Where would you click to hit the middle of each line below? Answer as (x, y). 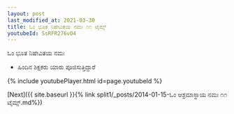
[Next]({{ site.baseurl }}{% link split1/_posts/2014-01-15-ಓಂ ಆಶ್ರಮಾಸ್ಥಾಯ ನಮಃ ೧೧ (117, 94)
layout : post (26, 14)
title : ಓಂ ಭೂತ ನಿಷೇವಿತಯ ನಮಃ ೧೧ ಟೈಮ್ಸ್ (57, 27)
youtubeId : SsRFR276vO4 (42, 33)
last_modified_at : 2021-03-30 (51, 20)
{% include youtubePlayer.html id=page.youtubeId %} (85, 81)
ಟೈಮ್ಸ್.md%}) (25, 103)
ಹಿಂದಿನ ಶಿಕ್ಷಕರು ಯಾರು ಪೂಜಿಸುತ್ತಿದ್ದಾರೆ (56, 67)
